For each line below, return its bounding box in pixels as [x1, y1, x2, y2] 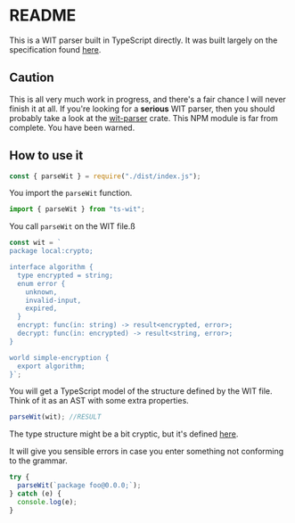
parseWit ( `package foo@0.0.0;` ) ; [17, 481, 142, 490]
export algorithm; [17, 362, 86, 371]
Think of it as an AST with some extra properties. [9, 396, 189, 406]
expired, [25, 304, 58, 313]
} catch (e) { [9, 489, 62, 499]
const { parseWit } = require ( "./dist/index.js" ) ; [9, 171, 201, 181]
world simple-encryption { [9, 353, 110, 362]
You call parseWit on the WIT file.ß [9, 221, 135, 232]
